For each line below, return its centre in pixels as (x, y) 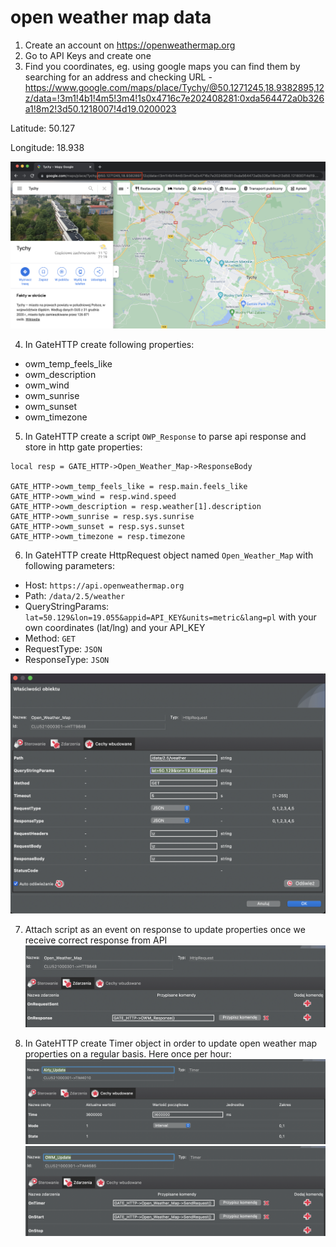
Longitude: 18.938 (47, 147)
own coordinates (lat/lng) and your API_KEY (115, 628)
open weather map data (111, 17)
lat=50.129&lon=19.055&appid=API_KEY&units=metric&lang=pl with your (170, 617)
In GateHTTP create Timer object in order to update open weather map (171, 1043)
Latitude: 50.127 (43, 128)
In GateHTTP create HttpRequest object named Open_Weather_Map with (169, 555)
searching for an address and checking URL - (118, 77)
